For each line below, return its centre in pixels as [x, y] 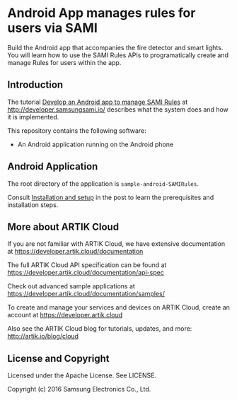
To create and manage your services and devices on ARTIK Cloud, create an [118, 307]
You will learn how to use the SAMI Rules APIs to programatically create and [118, 55]
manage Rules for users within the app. [64, 62]
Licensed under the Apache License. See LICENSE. [82, 375]
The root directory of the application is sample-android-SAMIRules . [103, 183]
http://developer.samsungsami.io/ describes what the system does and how [118, 109]
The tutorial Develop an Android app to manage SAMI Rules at [98, 102]
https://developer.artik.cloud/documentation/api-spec [86, 273]
